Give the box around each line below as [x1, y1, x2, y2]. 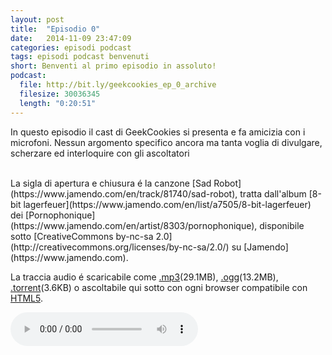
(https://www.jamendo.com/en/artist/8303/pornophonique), [10, 219, 258, 231]
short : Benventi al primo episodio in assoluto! [10, 61, 217, 71]
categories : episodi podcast [10, 42, 132, 53]
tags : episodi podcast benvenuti [10, 52, 150, 62]
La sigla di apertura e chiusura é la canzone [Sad [10, 177, 212, 189]
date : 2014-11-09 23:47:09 [10, 33, 132, 43]
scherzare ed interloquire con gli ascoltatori [10, 147, 190, 159]
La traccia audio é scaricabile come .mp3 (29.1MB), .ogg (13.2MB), [10, 271, 279, 283]
